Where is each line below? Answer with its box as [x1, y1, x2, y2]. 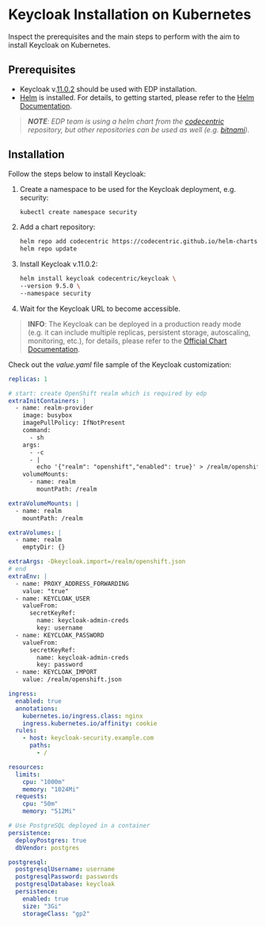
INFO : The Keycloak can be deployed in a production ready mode [27, 319, 241, 328]
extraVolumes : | [8, 529, 62, 537]
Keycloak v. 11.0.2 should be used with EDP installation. [19, 84, 197, 94]
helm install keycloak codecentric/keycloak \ [19, 275, 177, 283]
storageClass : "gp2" [22, 909, 90, 917]
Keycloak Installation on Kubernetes [8, 6, 252, 24]
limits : [15, 771, 41, 779]
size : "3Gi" [22, 902, 62, 910]
